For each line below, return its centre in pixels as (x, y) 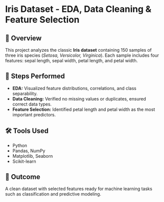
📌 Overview (23, 38)
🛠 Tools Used (27, 131)
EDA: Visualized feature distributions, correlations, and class (74, 88)
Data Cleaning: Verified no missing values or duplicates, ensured (79, 99)
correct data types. (32, 104)
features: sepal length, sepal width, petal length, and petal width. (72, 60)
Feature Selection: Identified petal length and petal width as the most (83, 109)
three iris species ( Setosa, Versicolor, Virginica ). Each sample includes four (82, 55)
